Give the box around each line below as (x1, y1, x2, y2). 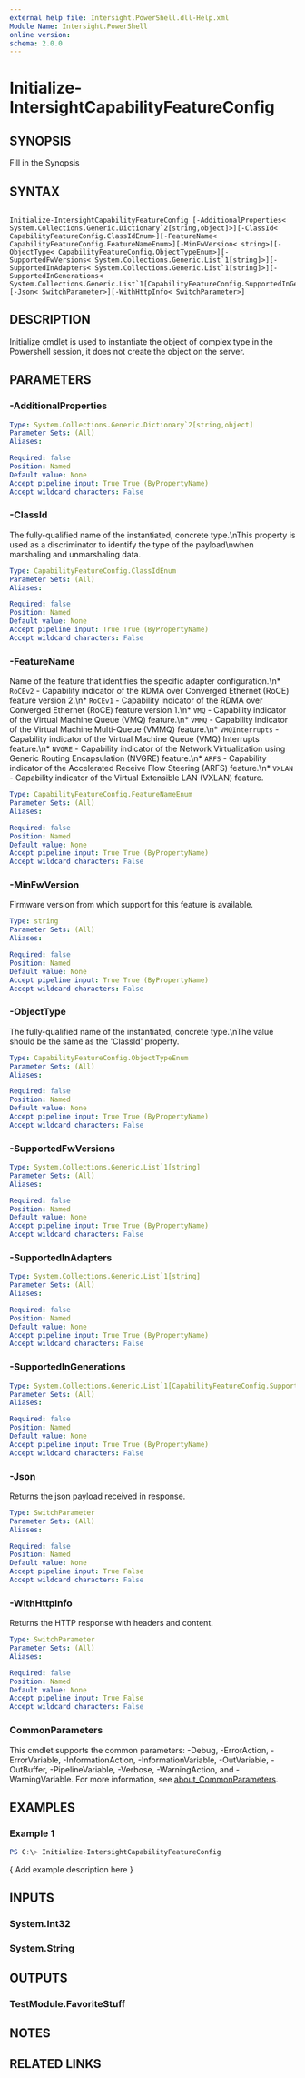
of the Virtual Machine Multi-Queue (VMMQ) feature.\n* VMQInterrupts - (9, 724, 280, 735)
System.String (9, 1942, 75, 1955)
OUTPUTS (9, 1970, 68, 1985)
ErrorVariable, (9, 1754, 62, 1765)
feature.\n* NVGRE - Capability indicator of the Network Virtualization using (9, 743, 286, 755)
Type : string (9, 917, 59, 926)
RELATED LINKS (9, 2056, 102, 2072)
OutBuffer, (9, 1763, 48, 1774)
